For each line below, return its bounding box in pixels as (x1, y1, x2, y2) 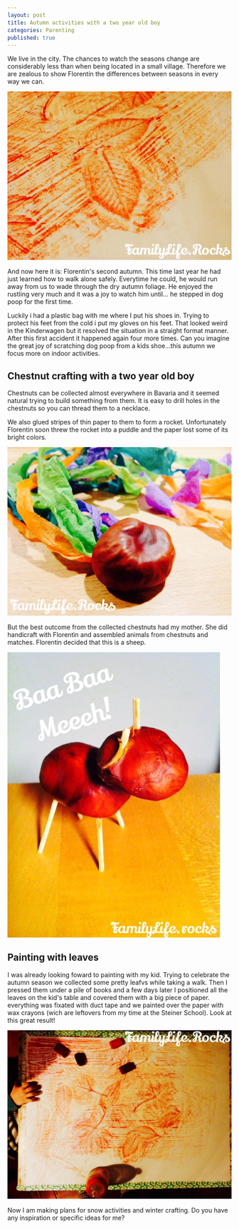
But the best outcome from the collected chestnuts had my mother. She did (7, 623, 228, 631)
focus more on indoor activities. (7, 350, 101, 358)
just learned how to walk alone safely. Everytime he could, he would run (7, 275, 218, 283)
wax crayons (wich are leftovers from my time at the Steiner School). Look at (7, 1008, 233, 1016)
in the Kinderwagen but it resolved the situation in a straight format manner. (7, 327, 229, 335)
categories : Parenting (7, 26, 75, 34)
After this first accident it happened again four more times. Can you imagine (7, 334, 230, 342)
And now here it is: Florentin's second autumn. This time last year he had (7, 267, 221, 276)
